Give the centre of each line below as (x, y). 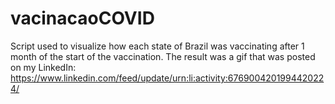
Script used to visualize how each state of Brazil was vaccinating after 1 (157, 46)
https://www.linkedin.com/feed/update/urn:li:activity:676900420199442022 (167, 78)
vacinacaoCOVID (82, 18)
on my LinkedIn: (43, 67)
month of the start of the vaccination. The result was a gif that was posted (163, 56)
